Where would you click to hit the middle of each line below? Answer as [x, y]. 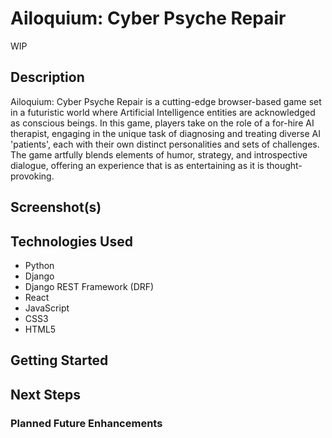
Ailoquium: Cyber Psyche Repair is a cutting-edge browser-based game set [166, 101]
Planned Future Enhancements [86, 423]
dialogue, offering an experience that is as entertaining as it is [137, 165]
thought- [284, 165]
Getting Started [59, 360]
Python [39, 265]
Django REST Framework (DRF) [89, 286]
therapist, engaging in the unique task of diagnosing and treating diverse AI [165, 133]
